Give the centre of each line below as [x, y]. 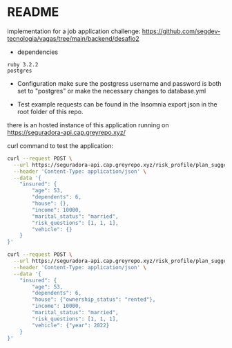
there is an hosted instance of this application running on [88, 125]
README [33, 12]
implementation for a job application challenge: [74, 31]
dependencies [38, 52]
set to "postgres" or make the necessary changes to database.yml [112, 91]
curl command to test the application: [60, 145]
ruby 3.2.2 [23, 64]
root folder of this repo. [50, 111]
